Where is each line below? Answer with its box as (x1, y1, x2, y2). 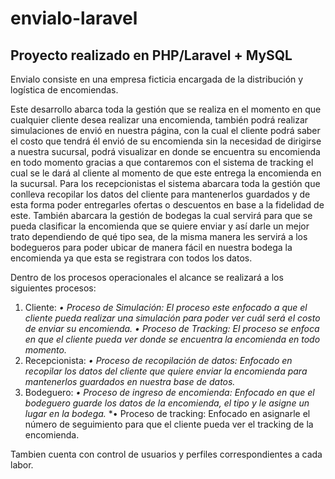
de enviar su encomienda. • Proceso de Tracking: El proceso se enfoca (24, 323, 320, 334)
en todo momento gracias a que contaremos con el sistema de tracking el (10, 157, 314, 168)
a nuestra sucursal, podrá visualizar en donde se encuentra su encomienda (10, 146, 321, 157)
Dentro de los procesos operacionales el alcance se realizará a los (10, 272, 284, 283)
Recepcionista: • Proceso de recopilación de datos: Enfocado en (24, 355, 293, 366)
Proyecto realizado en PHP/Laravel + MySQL (10, 47, 293, 64)
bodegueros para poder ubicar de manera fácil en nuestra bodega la (10, 242, 293, 253)
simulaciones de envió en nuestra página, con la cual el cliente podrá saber (10, 125, 321, 136)
